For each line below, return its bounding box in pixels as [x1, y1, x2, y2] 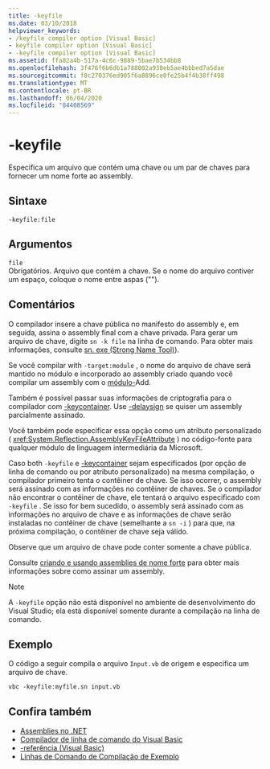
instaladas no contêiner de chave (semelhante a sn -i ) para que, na [8, 517, 235, 527]
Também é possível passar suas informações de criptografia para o [8, 393, 231, 403]
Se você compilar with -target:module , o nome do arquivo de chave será [8, 360, 252, 370]
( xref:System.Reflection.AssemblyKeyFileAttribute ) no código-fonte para [8, 434, 252, 444]
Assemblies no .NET [19, 726, 88, 736]
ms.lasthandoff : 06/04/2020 [8, 94, 103, 102]
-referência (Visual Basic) [19, 743, 104, 753]
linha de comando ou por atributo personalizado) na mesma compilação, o [8, 467, 255, 477]
